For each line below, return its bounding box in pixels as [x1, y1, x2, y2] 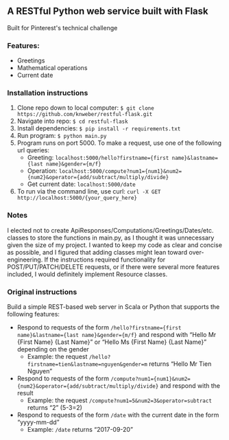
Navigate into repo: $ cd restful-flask [16, 117, 128, 126]
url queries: [16, 146, 50, 154]
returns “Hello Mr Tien [148, 360, 212, 368]
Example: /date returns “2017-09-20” [27, 426, 134, 433]
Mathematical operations [16, 64, 88, 72]
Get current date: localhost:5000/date [27, 180, 136, 188]
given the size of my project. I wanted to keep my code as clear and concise [7, 240, 223, 249]
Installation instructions [7, 89, 88, 98]
